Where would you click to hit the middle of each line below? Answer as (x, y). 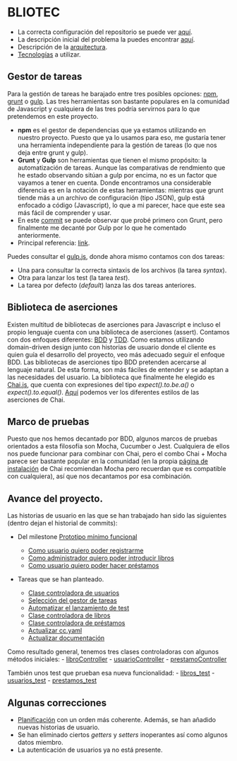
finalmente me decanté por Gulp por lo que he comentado (102, 228)
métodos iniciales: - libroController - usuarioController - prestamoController (117, 659)
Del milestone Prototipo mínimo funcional (77, 537)
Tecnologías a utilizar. (49, 54)
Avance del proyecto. (55, 498)
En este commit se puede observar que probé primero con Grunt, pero (120, 220)
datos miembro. (40, 742)
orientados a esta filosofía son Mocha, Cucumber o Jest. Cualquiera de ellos (119, 446)
